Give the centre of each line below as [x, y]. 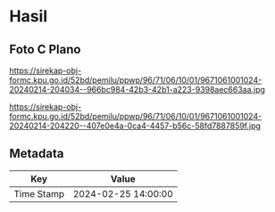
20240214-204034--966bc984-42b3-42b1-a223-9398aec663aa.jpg [137, 90]
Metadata [37, 154]
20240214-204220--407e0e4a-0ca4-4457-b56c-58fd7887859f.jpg [135, 126]
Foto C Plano [45, 49]
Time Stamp [39, 193]
